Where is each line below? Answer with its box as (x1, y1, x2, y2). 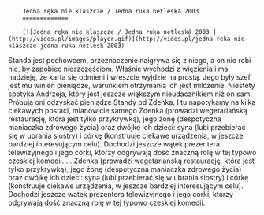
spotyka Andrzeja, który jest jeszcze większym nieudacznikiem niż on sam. (8, 89, 253, 98)
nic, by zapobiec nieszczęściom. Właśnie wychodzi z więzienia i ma (8, 64, 229, 73)
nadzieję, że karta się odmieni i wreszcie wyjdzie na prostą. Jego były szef (8, 72, 251, 82)
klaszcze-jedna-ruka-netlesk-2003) (8, 42, 125, 50)
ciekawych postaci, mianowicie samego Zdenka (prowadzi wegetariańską (8, 106, 248, 115)
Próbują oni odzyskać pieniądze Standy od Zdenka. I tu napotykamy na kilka (8, 98, 256, 106)
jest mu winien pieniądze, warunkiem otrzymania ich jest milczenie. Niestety (8, 81, 255, 90)
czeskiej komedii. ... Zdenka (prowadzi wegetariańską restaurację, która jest (8, 156, 255, 165)
